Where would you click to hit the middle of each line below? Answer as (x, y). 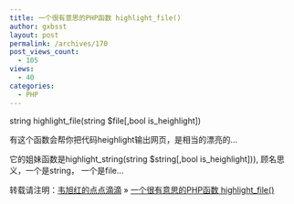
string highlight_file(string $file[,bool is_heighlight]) (105, 121)
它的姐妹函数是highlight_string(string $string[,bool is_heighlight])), (134, 159)
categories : (32, 86)
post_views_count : (44, 52)
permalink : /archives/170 (58, 43)
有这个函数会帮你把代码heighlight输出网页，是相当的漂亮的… (124, 139)
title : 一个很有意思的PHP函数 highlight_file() (95, 18)
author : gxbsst (38, 27)
